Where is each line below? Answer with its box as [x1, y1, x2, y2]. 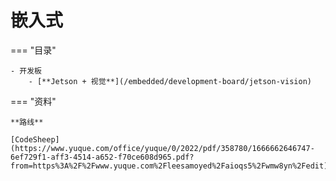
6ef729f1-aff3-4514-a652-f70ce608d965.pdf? [10, 152, 195, 162]
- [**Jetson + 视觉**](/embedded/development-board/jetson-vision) [28, 76, 312, 86]
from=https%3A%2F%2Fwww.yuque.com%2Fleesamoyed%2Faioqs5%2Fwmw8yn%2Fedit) [10, 161, 329, 171]
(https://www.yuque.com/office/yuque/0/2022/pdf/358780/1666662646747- [10, 143, 315, 153]
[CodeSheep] [10, 134, 60, 145]
